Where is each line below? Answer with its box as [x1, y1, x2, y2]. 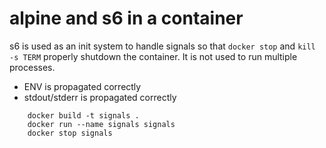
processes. [9, 61, 56, 73]
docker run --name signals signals [27, 119, 176, 129]
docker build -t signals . [27, 110, 140, 121]
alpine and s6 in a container [9, 7, 244, 30]
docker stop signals [27, 128, 113, 138]
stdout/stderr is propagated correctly [23, 91, 177, 103]
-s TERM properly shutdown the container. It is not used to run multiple [9, 50, 298, 62]
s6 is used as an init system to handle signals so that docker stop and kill [9, 40, 316, 52]
